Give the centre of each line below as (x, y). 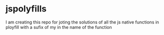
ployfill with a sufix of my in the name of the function (59, 27)
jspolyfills (26, 9)
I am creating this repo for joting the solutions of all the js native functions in (82, 22)
